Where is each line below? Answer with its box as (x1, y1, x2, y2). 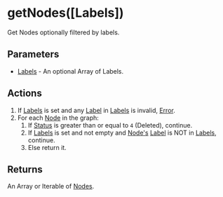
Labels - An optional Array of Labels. (17, 67, 124, 75)
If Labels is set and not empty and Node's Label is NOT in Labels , (27, 128, 217, 137)
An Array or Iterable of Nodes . (7, 182, 95, 191)
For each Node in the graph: (17, 114, 100, 122)
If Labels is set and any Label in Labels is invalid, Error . (17, 106, 175, 114)
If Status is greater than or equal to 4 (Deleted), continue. (27, 121, 193, 129)
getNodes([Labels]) (7, 5, 124, 21)
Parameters (7, 48, 60, 60)
